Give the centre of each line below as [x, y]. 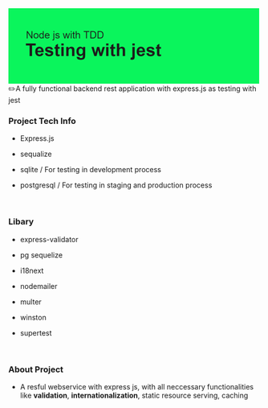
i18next [32, 270]
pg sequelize [41, 255]
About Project [36, 369]
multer [30, 302]
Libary [21, 222]
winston [33, 317]
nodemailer [39, 286]
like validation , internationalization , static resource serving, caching [134, 395]
